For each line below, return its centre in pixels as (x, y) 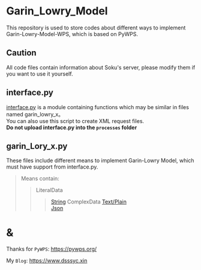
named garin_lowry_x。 (35, 114)
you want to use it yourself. (40, 74)
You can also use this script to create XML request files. (75, 121)
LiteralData (49, 190)
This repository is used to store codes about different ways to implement (96, 28)
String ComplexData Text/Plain (89, 202)
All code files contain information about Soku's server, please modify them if (101, 67)
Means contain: (40, 179)
